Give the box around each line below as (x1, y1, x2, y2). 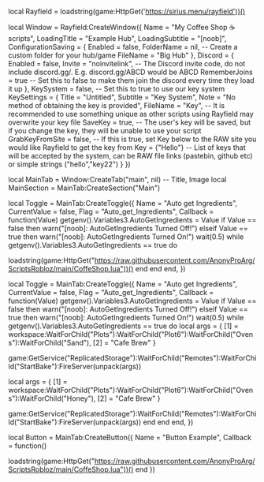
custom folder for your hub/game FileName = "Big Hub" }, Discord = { (8, 50, 235, 60)
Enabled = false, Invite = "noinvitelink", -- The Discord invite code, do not (8, 59, 246, 68)
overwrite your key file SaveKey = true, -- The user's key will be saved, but (8, 118, 251, 127)
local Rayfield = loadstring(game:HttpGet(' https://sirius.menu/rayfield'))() (8, 7, 246, 16)
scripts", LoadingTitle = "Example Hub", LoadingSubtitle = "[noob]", (8, 34, 227, 43)
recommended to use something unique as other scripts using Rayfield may (8, 110, 254, 118)
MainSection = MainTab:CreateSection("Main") (8, 183, 161, 192)
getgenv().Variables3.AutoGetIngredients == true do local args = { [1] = (8, 321, 239, 331)
